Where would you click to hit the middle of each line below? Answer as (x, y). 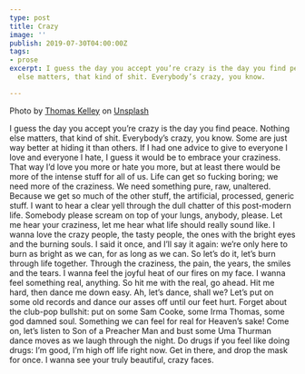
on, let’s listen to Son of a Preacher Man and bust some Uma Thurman (141, 330)
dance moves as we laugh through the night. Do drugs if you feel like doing (150, 340)
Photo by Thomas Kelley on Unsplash (79, 111)
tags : (20, 52)
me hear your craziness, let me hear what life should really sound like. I (142, 224)
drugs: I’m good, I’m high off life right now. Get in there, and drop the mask (149, 349)
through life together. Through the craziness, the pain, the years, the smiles (150, 263)
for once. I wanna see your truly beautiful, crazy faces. (112, 359)
